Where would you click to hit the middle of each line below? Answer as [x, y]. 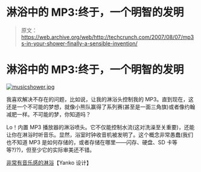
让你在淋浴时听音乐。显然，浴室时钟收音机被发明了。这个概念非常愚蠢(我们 [100, 135]
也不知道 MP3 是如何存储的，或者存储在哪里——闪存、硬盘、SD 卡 [89, 142]
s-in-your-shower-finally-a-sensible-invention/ [79, 43]
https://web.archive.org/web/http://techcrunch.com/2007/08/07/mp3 [107, 37]
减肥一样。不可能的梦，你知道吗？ [49, 114]
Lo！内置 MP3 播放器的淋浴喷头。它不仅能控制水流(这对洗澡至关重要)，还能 [101, 127]
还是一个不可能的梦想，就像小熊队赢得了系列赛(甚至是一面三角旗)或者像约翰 [101, 107]
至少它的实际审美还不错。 [63, 150]
